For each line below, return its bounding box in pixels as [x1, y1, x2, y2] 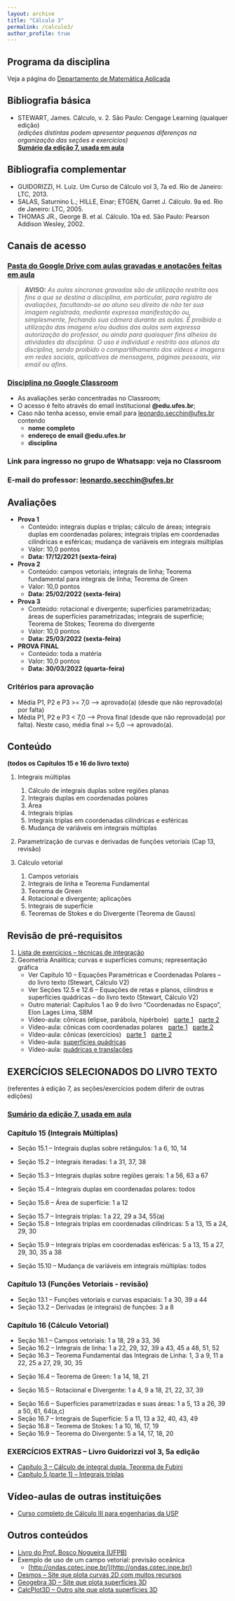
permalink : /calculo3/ [7, 23, 74, 30]
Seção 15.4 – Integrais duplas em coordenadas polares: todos [17, 1185, 196, 1194]
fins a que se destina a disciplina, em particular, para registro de [24, 293, 213, 302]
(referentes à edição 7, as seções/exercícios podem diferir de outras [7, 1084, 205, 1093]
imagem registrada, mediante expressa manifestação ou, [24, 308, 192, 317]
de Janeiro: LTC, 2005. [17, 204, 84, 213]
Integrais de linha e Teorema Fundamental [27, 879, 149, 888]
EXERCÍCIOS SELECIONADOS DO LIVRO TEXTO [7, 1065, 217, 1078]
